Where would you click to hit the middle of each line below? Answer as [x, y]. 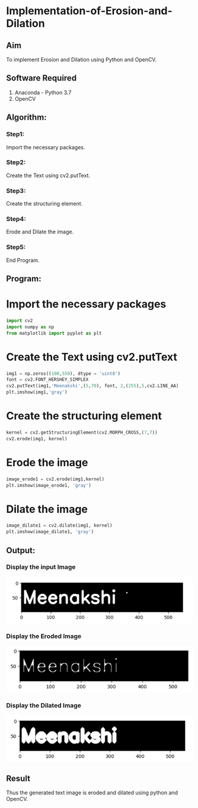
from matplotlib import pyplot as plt [54, 333]
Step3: [16, 191]
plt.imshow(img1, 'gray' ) [37, 392]
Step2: [16, 162]
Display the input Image [41, 567]
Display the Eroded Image [44, 636]
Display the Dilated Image [44, 705]
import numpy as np [30, 327]
